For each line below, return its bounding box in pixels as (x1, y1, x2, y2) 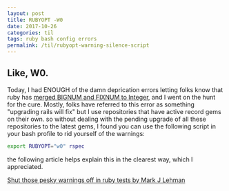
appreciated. (7, 162, 43, 170)
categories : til (7, 29, 54, 36)
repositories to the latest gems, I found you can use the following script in (7, 122, 216, 131)
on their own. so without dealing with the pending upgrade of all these (7, 115, 207, 123)
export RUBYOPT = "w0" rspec (7, 142, 85, 150)
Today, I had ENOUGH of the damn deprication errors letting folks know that (7, 85, 223, 93)
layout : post (7, 10, 45, 17)
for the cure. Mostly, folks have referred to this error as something (7, 100, 195, 109)
